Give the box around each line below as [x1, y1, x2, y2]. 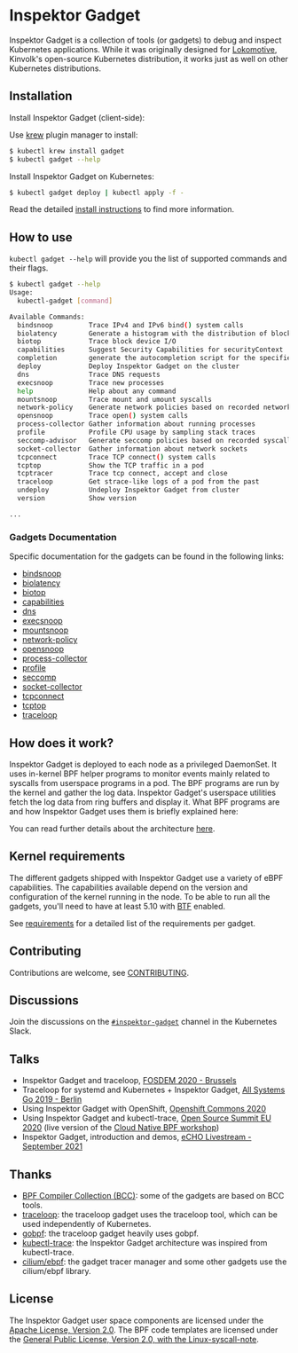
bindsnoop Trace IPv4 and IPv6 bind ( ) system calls [17, 320, 244, 329]
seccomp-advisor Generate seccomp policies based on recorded [17, 436, 260, 444]
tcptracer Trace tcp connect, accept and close [17, 469, 228, 478]
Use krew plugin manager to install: [9, 130, 138, 140]
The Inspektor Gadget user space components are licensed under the [9, 1315, 264, 1325]
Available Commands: [9, 312, 86, 321]
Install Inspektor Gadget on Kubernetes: [9, 170, 155, 182]
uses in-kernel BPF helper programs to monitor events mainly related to [9, 768, 271, 779]
